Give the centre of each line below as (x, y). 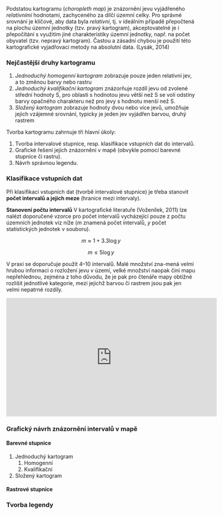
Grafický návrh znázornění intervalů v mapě (72, 428)
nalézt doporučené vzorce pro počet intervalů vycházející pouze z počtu (96, 216)
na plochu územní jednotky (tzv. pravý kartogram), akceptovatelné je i (93, 28)
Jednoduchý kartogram (44, 456)
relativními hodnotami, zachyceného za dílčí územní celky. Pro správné (94, 15)
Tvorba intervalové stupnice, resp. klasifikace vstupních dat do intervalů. (105, 144)
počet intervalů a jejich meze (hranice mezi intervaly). (74, 198)
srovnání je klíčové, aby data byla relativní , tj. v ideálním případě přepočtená (100, 21)
